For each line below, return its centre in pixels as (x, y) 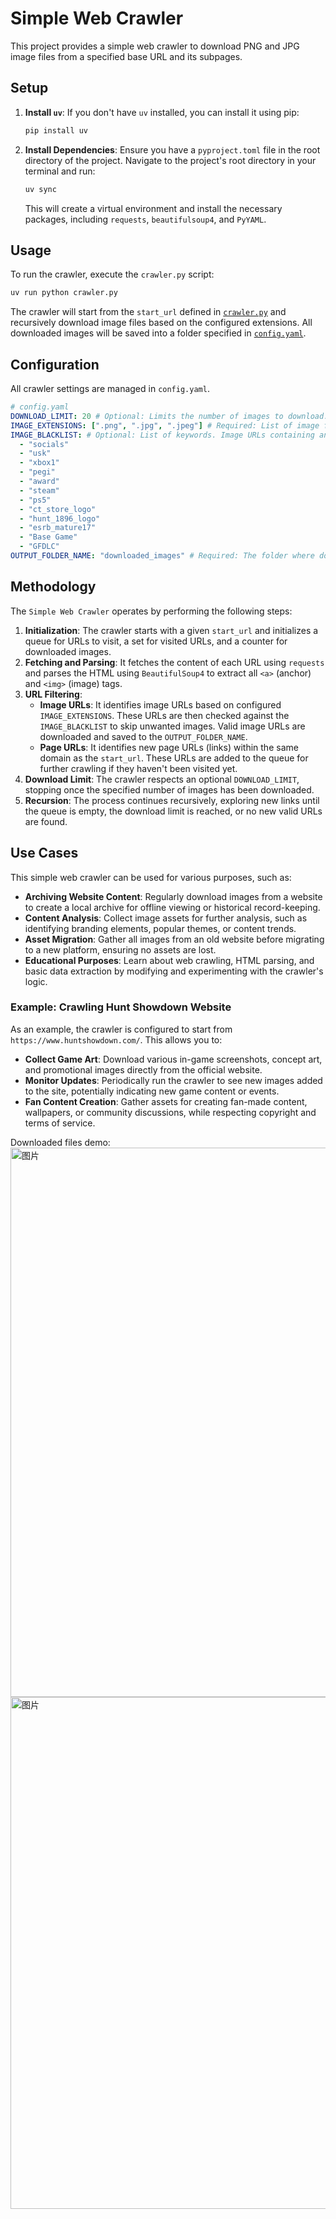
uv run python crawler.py (64, 293)
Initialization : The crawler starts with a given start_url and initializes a (171, 630)
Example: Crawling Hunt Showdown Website (121, 1007)
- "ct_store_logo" (58, 509)
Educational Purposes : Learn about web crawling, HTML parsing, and (169, 960)
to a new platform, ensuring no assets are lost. (120, 949)
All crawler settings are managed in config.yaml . (110, 388)
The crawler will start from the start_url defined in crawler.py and (148, 312)
